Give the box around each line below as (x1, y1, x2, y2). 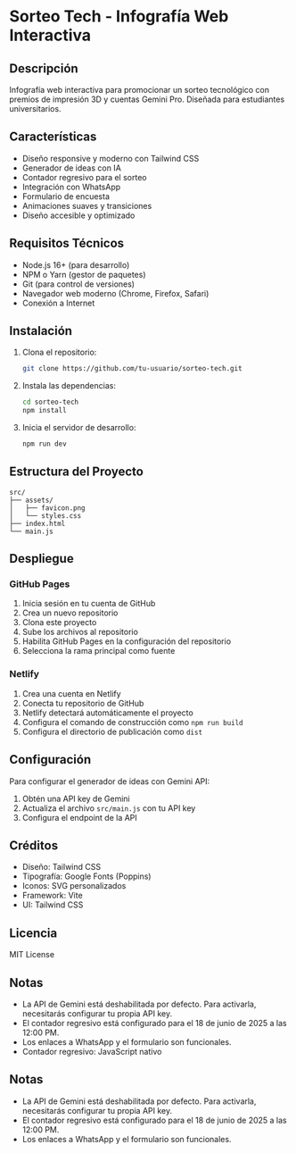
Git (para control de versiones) (21, 279, 136, 289)
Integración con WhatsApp (21, 181, 121, 192)
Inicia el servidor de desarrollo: (21, 422, 136, 433)
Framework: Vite (21, 890, 83, 901)
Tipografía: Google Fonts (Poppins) (21, 871, 152, 881)
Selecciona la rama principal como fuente (21, 646, 176, 656)
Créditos (9, 838, 59, 853)
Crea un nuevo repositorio (21, 607, 119, 618)
